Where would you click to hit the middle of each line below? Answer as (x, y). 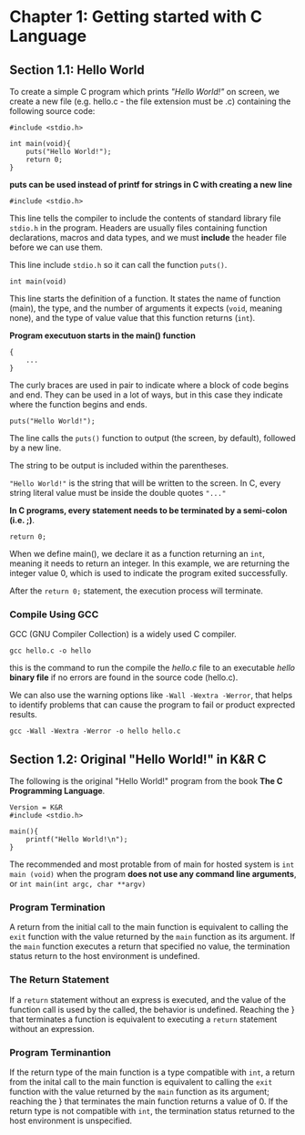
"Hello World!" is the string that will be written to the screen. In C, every (145, 483)
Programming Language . (57, 791)
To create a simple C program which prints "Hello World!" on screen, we (145, 92)
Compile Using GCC (54, 614)
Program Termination (57, 907)
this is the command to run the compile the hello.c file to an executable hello (152, 668)
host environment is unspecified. (71, 1120)
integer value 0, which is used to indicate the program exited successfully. (149, 573)
